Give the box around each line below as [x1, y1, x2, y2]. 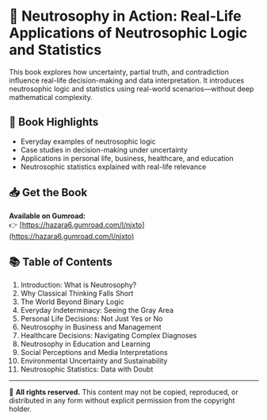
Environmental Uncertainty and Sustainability [20, 356, 168, 366]
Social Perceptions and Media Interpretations [20, 348, 169, 357]
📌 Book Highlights [9, 115, 99, 129]
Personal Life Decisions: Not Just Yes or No [20, 314, 163, 324]
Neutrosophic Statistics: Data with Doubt [20, 364, 154, 374]
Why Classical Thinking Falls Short [20, 289, 134, 299]
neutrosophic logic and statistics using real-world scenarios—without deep [9, 83, 254, 94]
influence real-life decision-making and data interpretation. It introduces [9, 75, 245, 85]
